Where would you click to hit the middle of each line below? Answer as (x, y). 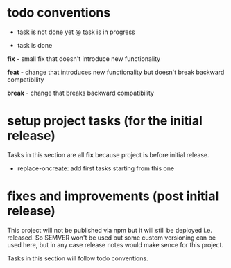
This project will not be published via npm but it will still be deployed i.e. (110, 230)
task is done (35, 45)
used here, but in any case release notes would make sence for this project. (115, 244)
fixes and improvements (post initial (113, 196)
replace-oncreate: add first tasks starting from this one (96, 168)
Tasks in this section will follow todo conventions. (78, 258)
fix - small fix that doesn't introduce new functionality (84, 59)
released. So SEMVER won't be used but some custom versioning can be (112, 238)
